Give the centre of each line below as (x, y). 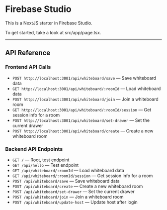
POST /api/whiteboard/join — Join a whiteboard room (68, 197)
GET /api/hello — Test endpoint (45, 165)
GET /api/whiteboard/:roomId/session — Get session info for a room (83, 176)
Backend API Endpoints (34, 149)
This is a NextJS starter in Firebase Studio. (49, 23)
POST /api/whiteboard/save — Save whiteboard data (66, 181)
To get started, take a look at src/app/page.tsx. (53, 32)
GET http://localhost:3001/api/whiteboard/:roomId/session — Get (82, 109)
